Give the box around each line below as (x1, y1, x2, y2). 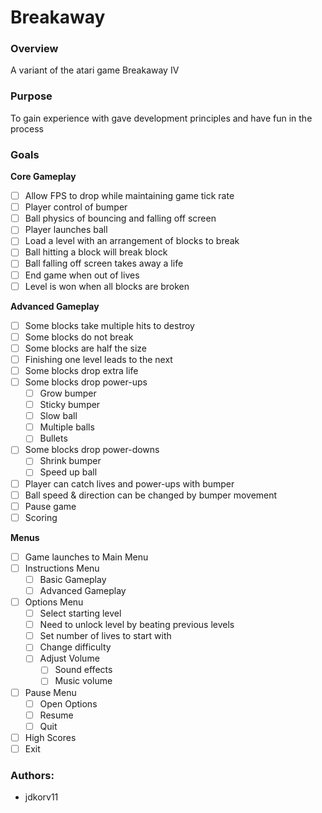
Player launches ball (24, 224, 108, 236)
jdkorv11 (24, 791, 59, 803)
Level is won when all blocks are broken (24, 280, 190, 292)
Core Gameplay (10, 171, 77, 183)
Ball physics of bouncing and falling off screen (24, 212, 217, 225)
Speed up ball (39, 466, 98, 478)
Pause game (24, 500, 77, 512)
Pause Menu (24, 686, 77, 698)
